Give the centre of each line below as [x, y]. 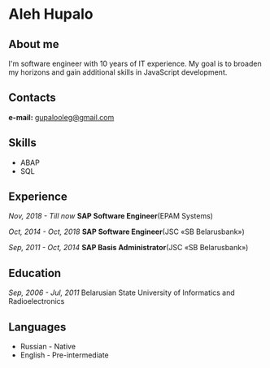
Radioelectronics [37, 301]
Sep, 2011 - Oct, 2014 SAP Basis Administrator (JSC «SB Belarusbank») [128, 248]
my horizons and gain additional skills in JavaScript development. [118, 72]
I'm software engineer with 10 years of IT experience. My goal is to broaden [135, 63]
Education [35, 273]
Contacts [33, 98]
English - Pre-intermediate [65, 355]
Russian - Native [48, 347]
